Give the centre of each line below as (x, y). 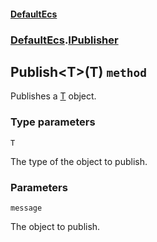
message (26, 208)
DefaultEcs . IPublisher (64, 40)
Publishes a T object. (53, 96)
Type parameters (53, 122)
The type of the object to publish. (79, 161)
